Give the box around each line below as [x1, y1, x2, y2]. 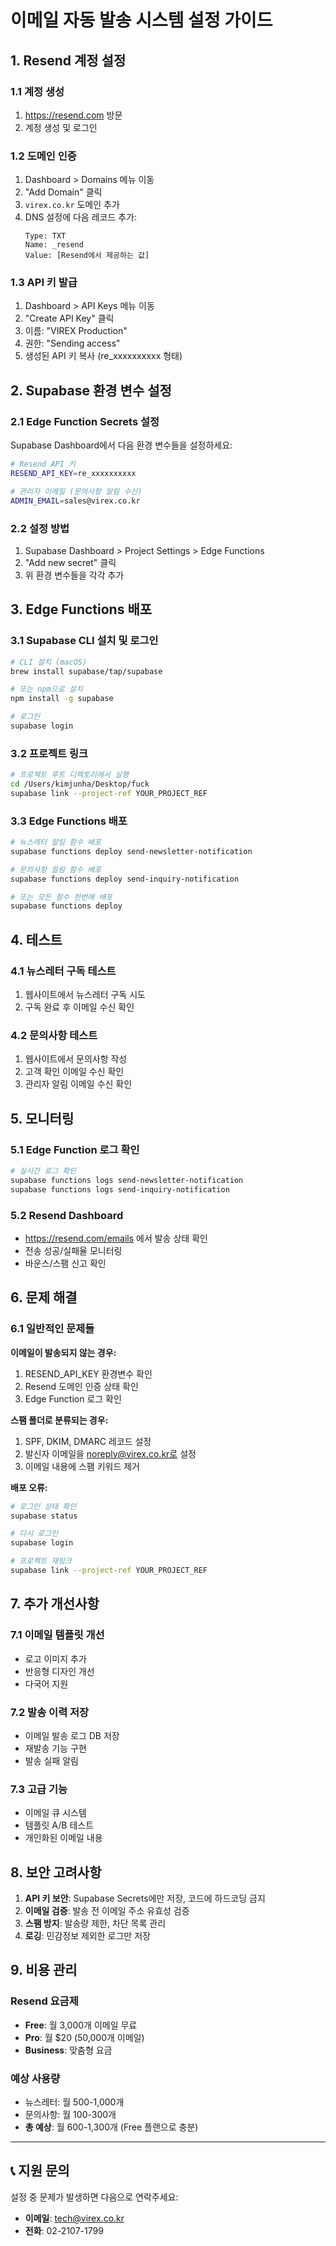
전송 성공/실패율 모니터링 [24, 1244, 123, 1256]
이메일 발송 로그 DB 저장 [24, 1729, 120, 1741]
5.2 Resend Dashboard [10, 1208, 124, 1222]
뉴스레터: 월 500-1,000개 [24, 2096, 125, 2108]
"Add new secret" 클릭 [24, 556, 117, 568]
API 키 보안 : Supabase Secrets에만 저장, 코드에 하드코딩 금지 [24, 1892, 266, 1904]
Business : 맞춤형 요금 [24, 2044, 113, 2056]
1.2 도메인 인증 [10, 149, 77, 163]
